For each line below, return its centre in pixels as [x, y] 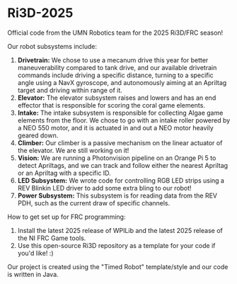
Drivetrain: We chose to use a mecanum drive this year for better [113, 60]
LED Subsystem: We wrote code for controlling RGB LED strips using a [121, 180]
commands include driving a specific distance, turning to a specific [115, 75]
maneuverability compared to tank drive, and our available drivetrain [117, 67]
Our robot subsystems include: [52, 46]
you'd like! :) [35, 253]
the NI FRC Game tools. [52, 238]
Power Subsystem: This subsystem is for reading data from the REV [117, 195]
